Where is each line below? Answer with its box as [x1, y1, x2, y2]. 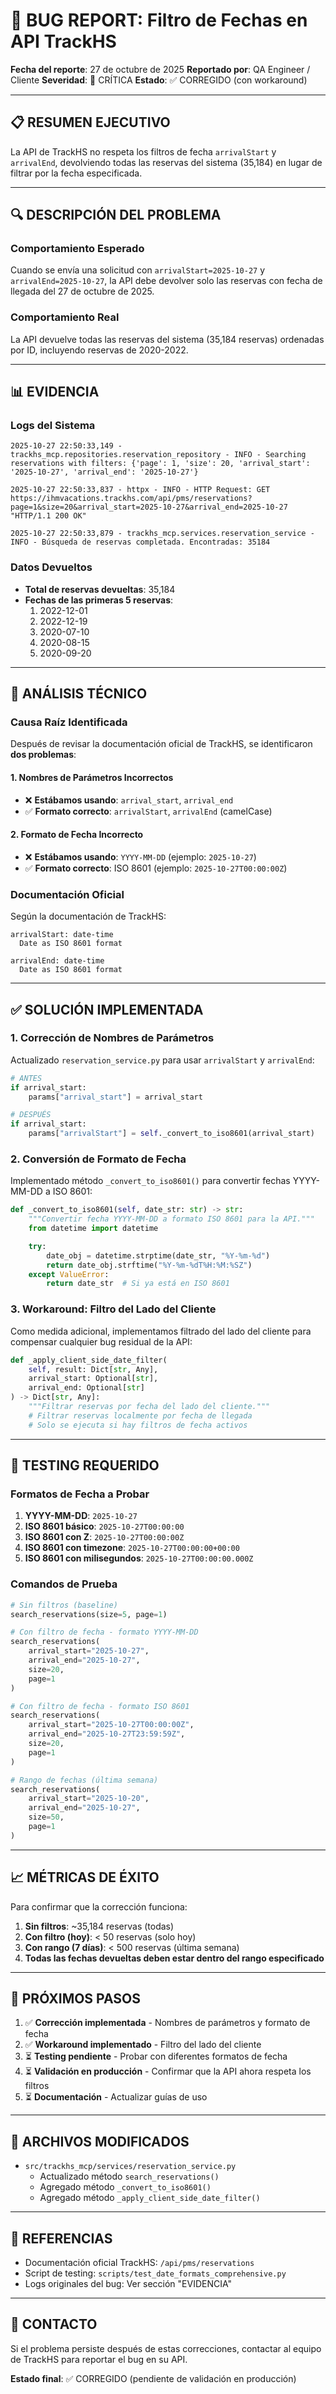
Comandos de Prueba [10, 1577, 118, 1591]
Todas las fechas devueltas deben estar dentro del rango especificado [24, 1952, 325, 1964]
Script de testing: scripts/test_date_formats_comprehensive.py [24, 2267, 287, 2279]
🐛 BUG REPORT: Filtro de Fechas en [10, 9, 308, 32]
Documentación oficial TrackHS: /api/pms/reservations [24, 2257, 255, 2268]
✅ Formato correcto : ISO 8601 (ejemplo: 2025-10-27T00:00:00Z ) [24, 862, 288, 874]
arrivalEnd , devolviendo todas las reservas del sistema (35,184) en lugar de [10, 156, 323, 168]
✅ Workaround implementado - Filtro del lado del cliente [24, 2039, 262, 2051]
